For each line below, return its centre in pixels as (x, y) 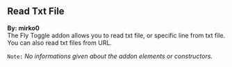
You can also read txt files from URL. (60, 42)
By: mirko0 (24, 28)
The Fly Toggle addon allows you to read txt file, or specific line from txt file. (116, 35)
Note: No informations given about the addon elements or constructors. (110, 56)
